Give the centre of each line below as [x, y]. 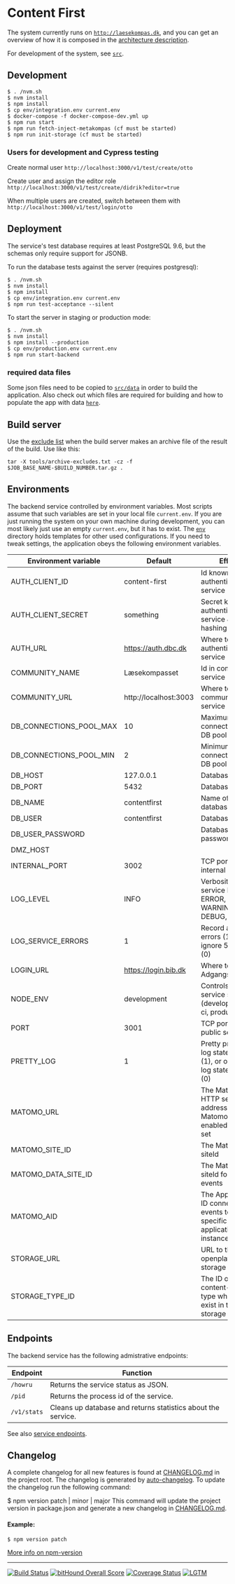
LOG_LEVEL [30, 899]
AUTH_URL [29, 648]
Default [159, 561]
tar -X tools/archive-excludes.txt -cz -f [70, 462]
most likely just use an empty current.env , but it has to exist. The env [107, 528]
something [142, 615]
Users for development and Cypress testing [83, 152]
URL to [212, 1249]
